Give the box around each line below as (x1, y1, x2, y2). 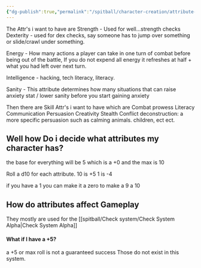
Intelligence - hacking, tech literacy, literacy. (6, 74, 115, 81)
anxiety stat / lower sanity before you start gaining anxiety (6, 92, 150, 99)
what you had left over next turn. (6, 62, 87, 70)
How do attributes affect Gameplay (6, 199, 139, 210)
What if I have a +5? (6, 235, 57, 243)
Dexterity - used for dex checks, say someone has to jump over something (6, 31, 190, 39)
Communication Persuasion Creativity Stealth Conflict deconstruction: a (6, 110, 184, 117)
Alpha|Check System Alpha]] (6, 222, 78, 229)
